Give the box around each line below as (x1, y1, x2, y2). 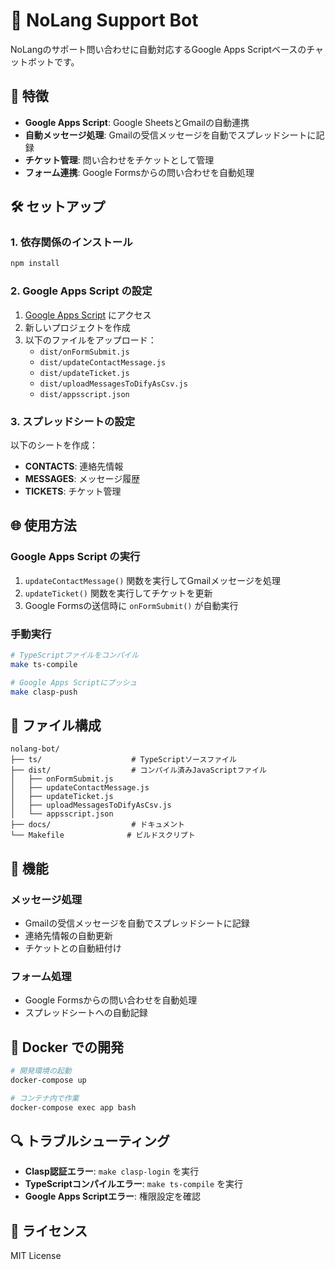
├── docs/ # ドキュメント (10, 820, 185, 830)
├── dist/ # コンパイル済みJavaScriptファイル (10, 765, 267, 776)
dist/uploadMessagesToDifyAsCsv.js (39, 379, 188, 389)
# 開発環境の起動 (10, 1066, 72, 1076)
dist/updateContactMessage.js (39, 357, 167, 368)
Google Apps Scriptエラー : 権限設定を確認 (24, 1190, 201, 1203)
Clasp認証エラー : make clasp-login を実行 (24, 1165, 200, 1178)
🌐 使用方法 (10, 517, 77, 534)
